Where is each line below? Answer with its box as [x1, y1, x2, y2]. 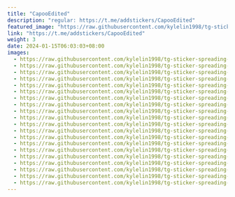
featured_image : [7, 23, 55, 30]
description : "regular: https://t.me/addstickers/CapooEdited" [7, 17, 196, 24]
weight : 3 [7, 36, 36, 43]
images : [7, 50, 30, 57]
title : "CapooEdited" [7, 10, 71, 17]
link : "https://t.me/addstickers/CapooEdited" [7, 29, 145, 37]
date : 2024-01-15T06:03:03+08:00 [7, 43, 105, 50]
